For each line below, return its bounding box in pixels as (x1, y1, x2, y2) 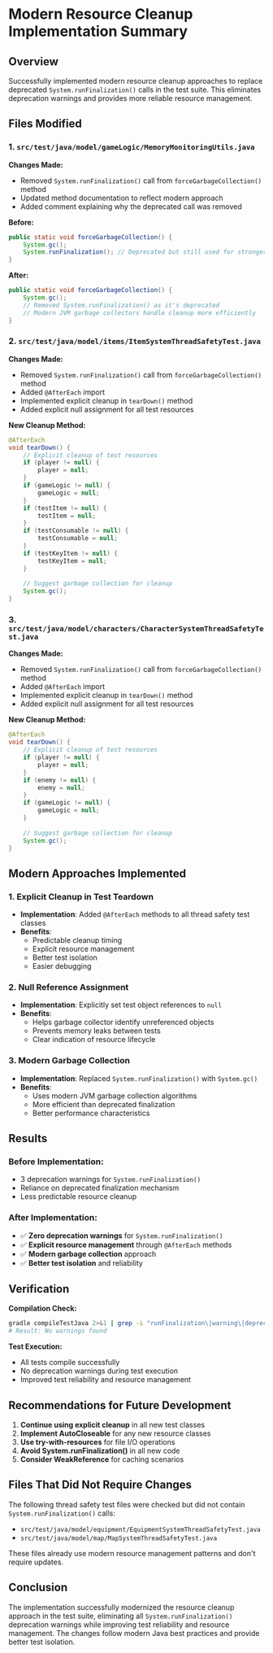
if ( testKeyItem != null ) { (23, 549, 118, 557)
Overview (8, 55, 59, 68)
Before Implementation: (8, 1156, 104, 1167)
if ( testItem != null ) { (23, 504, 107, 512)
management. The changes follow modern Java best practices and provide (8, 1628, 260, 1638)
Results (8, 1132, 48, 1145)
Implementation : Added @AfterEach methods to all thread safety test (19, 909, 250, 919)
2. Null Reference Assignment (8, 982, 129, 993)
